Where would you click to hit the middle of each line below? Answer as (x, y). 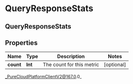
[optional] (115, 65)
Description (71, 56)
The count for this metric (71, 65)
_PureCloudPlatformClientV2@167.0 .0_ (43, 77)
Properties (21, 42)
